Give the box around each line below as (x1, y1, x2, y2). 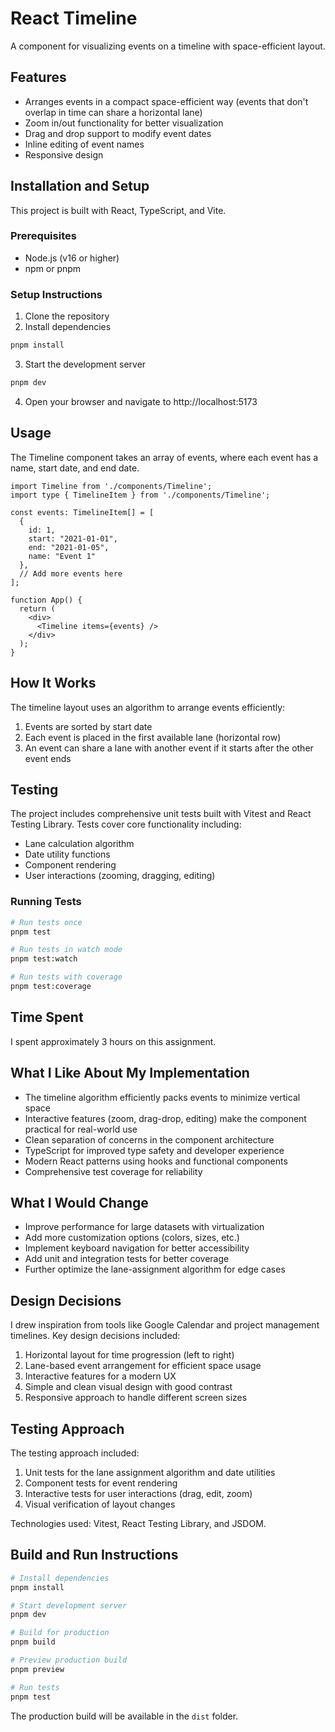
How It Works (10, 675, 97, 692)
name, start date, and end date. (10, 462, 140, 474)
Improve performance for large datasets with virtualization (24, 1221, 265, 1233)
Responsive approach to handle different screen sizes (24, 1392, 248, 1404)
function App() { (10, 595, 83, 605)
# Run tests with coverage (10, 972, 123, 982)
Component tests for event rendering (24, 1477, 178, 1489)
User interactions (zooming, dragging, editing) (24, 870, 216, 882)
